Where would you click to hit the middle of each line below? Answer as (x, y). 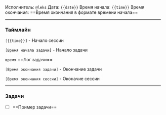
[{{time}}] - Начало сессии (35, 40)
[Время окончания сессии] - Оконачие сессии (52, 79)
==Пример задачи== (35, 107)
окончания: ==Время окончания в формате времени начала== (72, 12)
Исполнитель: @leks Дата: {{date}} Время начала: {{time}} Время (75, 7)
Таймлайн (18, 30)
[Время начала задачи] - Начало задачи (46, 50)
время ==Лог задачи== (29, 60)
